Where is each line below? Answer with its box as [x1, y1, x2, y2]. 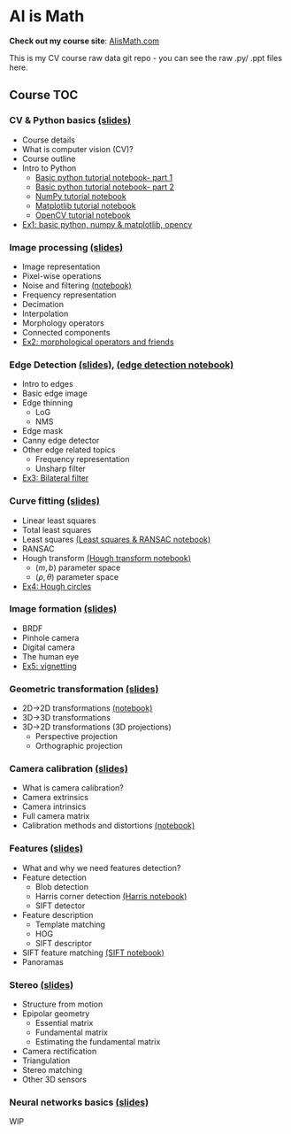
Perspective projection [34, 731, 118, 742]
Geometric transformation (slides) [9, 683, 159, 695]
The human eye [21, 651, 80, 661]
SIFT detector [34, 900, 86, 911]
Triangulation [21, 1055, 71, 1066]
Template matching [34, 919, 106, 930]
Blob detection [34, 881, 89, 891]
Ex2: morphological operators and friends [21, 336, 174, 347]
